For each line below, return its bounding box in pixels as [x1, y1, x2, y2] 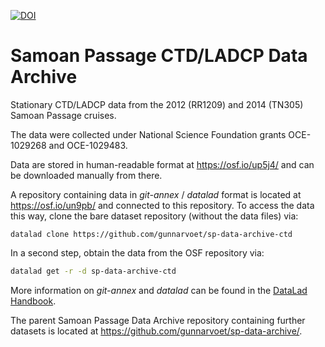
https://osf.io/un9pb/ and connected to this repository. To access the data [10, 199, 315, 211]
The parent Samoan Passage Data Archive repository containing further [10, 314, 306, 326]
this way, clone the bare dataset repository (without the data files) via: [10, 210, 299, 222]
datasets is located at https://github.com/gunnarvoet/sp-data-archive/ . [10, 325, 303, 337]
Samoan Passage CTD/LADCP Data [10, 45, 308, 67]
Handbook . [10, 295, 57, 307]
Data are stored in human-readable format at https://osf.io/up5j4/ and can [10, 158, 315, 170]
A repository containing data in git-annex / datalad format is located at [10, 188, 302, 200]
